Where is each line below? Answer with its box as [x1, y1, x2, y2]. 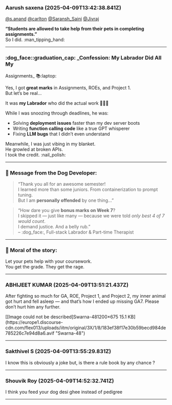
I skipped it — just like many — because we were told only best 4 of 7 [17, 213, 165, 219]
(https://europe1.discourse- [5, 319, 63, 325]
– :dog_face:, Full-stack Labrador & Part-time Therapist [17, 229, 134, 235]
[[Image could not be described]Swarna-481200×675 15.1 [5, 314, 127, 320]
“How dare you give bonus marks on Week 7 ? [17, 207, 116, 213]
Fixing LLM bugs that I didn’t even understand [12, 130, 110, 137]
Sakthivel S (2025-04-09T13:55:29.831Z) [5, 348, 112, 355]
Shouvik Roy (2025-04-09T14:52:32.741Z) [5, 377, 114, 384]
